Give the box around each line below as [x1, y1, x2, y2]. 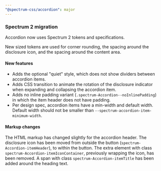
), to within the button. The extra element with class [48, 145, 152, 151]
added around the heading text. [5, 161, 69, 167]
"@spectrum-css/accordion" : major [5, 7, 76, 12]
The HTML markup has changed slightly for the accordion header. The [5, 135, 147, 141]
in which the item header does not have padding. [12, 97, 111, 103]
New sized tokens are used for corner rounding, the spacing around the [5, 43, 149, 49]
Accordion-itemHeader [5, 146, 49, 151]
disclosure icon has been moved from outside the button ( [5, 140, 122, 146]
